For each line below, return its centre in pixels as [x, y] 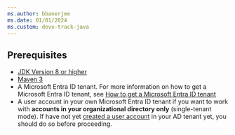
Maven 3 [30, 79]
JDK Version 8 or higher [52, 72]
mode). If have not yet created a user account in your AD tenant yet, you [122, 117]
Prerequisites [37, 55]
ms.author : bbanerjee [39, 14]
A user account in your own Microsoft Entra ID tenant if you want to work [123, 101]
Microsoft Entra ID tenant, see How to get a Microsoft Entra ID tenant [116, 94]
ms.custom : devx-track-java [48, 27]
